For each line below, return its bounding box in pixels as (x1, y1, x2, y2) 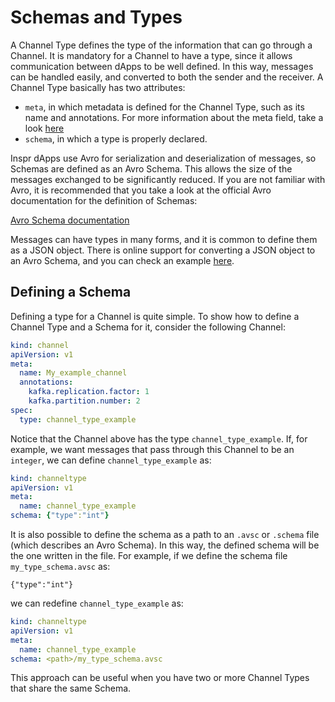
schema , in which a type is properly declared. (24, 132, 208, 145)
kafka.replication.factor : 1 (28, 387, 150, 397)
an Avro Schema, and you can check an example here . (10, 254, 235, 266)
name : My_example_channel (19, 368, 128, 378)
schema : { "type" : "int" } (10, 511, 110, 521)
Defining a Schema (10, 284, 132, 301)
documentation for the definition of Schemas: (10, 194, 198, 206)
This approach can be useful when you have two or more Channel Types (10, 672, 310, 684)
